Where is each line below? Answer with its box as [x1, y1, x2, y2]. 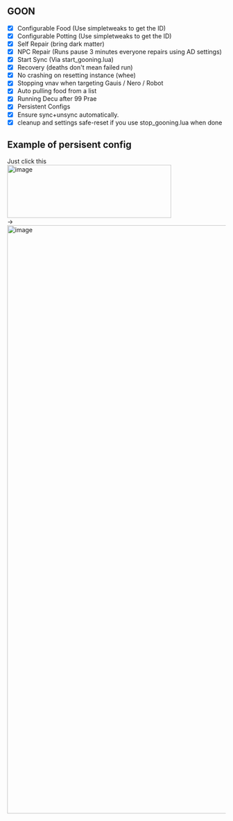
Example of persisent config [7, 139, 132, 151]
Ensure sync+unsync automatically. [17, 111, 119, 119]
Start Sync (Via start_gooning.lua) [17, 56, 114, 64]
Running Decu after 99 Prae [17, 95, 97, 103]
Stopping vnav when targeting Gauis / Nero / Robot [17, 79, 164, 88]
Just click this [7, 157, 47, 165]
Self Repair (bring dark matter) [17, 40, 105, 48]
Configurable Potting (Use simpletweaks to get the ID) [17, 31, 172, 40]
